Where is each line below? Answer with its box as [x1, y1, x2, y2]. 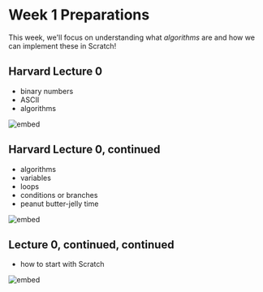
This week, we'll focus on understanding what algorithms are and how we [8, 32, 256, 42]
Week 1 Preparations [8, 6, 150, 24]
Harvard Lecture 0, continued [8, 143, 161, 157]
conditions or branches [19, 190, 98, 200]
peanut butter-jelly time [19, 199, 99, 208]
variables [19, 173, 51, 182]
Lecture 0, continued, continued [8, 238, 175, 251]
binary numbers [19, 86, 74, 96]
